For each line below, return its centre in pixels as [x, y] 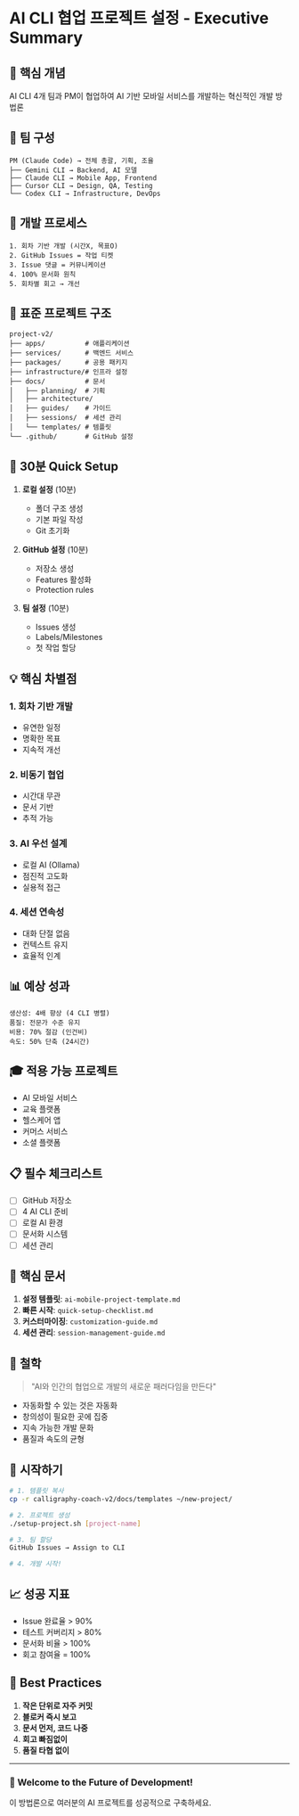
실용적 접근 [41, 887]
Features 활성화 [63, 579]
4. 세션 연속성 [37, 912]
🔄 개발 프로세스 [48, 223]
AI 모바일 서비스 [50, 1098]
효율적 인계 [41, 956]
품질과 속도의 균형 [53, 1439]
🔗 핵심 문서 [38, 1276]
